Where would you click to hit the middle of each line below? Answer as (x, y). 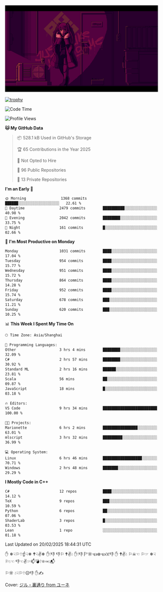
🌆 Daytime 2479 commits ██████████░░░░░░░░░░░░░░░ (81, 208)
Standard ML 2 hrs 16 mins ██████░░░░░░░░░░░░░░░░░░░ (81, 369)
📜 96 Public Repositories (41, 170)
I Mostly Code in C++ (27, 482)
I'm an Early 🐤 (19, 189)
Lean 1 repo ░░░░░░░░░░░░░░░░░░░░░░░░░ (81, 530)
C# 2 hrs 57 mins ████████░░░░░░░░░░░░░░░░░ (81, 359)
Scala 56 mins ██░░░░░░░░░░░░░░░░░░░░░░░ (81, 379)
